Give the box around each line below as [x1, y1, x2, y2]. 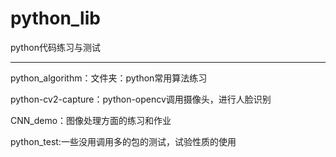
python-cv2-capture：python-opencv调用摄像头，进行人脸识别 [10, 93, 272, 105]
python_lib [10, 7, 101, 30]
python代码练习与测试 [10, 41, 101, 53]
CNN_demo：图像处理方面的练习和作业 [10, 114, 172, 126]
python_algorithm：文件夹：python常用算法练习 [10, 72, 208, 84]
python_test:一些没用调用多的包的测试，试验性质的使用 [10, 135, 237, 147]
